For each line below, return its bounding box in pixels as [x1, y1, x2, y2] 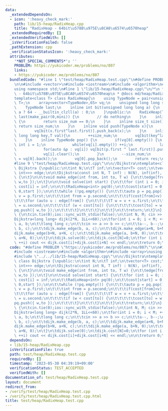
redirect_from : [5, 384, 37, 389]
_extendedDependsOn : [9, 12, 52, 17]
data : [5, 7, 16, 13]
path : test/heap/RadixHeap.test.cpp [9, 351, 86, 357]
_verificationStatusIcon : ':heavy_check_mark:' [9, 49, 111, 54]
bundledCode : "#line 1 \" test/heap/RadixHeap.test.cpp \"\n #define [9, 77, 151, 82]
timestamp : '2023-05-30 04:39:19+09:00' [9, 361, 95, 366]
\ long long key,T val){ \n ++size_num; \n [14, 133, 117, 138]
